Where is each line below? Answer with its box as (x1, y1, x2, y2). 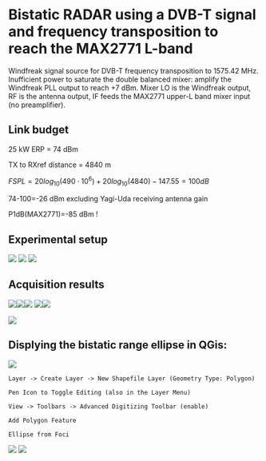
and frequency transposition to (8, 22, 219, 41)
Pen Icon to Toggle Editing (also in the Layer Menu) (8, 388, 192, 396)
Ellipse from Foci (8, 430, 69, 439)
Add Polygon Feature (8, 416, 77, 424)
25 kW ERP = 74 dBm (8, 144, 78, 153)
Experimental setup (8, 232, 108, 246)
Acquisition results (8, 278, 105, 292)
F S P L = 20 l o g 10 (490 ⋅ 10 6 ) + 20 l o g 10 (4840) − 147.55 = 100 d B (8, 175, 209, 189)
